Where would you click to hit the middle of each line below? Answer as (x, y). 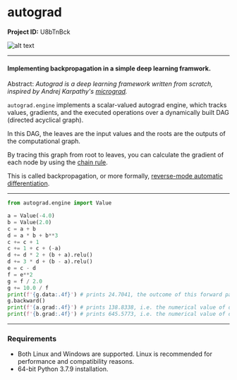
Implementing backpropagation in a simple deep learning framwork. (109, 68)
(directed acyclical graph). (45, 120)
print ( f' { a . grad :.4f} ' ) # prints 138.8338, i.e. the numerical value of (116, 307)
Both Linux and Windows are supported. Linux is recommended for (115, 354)
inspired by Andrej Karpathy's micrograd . (67, 92)
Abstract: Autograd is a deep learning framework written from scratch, (110, 84)
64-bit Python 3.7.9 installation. (63, 369)
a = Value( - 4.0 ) (31, 216)
